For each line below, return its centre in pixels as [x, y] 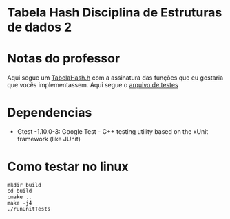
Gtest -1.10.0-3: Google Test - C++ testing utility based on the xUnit [113, 132]
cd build [20, 191]
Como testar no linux [68, 167]
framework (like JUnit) [49, 139]
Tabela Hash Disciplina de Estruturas [115, 13]
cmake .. [20, 197]
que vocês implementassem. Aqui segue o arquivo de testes [93, 85]
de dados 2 [40, 27]
